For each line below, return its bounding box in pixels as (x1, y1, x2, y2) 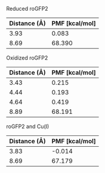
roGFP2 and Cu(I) (6, 123, 50, 130)
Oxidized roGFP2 (6, 54, 48, 61)
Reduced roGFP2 (6, 5, 49, 12)
